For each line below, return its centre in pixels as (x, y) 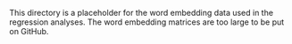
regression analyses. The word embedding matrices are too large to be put (147, 22)
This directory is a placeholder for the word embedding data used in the (142, 13)
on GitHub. (29, 31)
